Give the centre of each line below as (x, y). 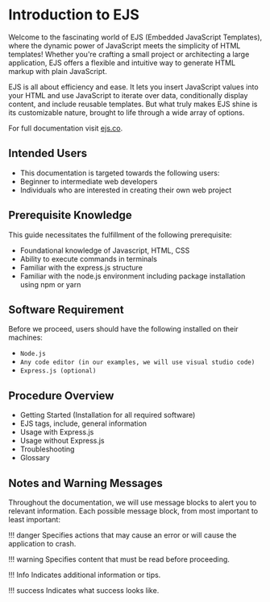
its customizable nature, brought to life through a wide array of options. (127, 112)
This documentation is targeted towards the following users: (120, 173)
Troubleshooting (47, 449)
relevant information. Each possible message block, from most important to (133, 511)
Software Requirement (66, 309)
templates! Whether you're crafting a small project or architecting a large (129, 54)
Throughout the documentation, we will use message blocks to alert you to (133, 502)
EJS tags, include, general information (83, 423)
